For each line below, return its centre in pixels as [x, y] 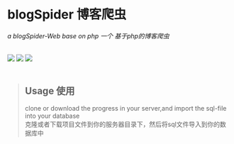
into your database [52, 116]
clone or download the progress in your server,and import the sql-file [126, 109]
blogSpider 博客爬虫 [67, 15]
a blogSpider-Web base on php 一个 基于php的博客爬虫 [89, 35]
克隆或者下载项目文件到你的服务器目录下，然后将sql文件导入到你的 [122, 124]
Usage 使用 [50, 90]
